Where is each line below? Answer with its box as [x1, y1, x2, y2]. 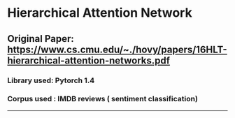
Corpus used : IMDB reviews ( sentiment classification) [7, 94, 198, 104]
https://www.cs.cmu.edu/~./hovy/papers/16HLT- [7, 43, 227, 55]
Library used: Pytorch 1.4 [7, 75, 95, 85]
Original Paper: [7, 33, 75, 45]
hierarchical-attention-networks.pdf [7, 54, 170, 66]
